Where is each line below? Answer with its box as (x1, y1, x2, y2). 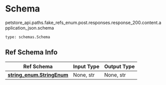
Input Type (73, 63, 99, 70)
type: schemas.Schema (5, 34, 50, 39)
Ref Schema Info (5, 48, 58, 56)
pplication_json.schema (5, 24, 54, 30)
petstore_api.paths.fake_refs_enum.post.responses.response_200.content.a (5, 19, 161, 25)
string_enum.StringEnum (7, 71, 68, 78)
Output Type (104, 63, 135, 70)
